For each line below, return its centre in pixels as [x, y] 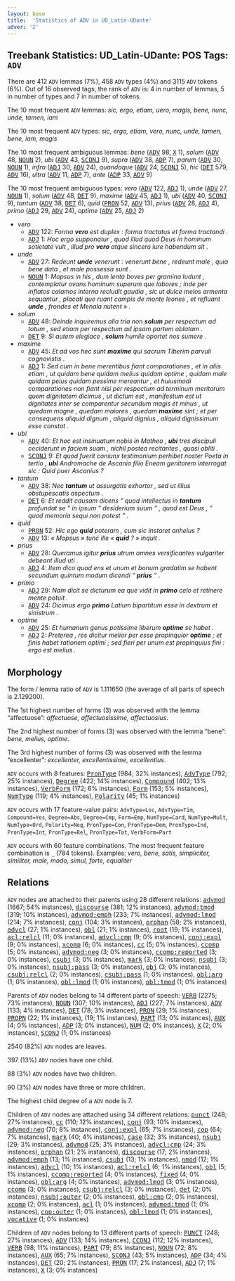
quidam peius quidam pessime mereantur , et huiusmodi [109, 381]
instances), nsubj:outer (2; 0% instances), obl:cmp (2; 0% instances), [113, 1197]
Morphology [35, 672]
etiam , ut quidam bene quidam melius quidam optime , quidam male [127, 374]
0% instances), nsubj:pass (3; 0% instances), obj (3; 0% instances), [110, 967]
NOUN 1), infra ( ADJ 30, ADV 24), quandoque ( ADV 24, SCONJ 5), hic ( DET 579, [117, 167]
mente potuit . [48, 598]
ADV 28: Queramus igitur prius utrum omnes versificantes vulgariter [126, 553]
